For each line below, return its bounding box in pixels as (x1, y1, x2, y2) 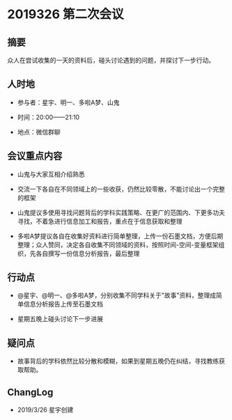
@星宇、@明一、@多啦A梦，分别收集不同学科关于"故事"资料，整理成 (17, 291, 217, 300)
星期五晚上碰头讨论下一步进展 (17, 315, 103, 323)
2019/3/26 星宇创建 (17, 405, 74, 414)
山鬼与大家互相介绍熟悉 (17, 170, 85, 178)
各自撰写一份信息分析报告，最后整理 (36, 249, 140, 258)
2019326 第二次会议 (7, 6, 124, 22)
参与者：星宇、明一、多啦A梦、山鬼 (17, 98, 120, 107)
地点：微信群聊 (17, 127, 61, 136)
